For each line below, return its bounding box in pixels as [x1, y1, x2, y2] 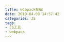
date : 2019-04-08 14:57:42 [5, 12, 60, 16]
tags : [5, 20, 16, 26]
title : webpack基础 [5, 7, 43, 12]
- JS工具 [5, 25, 21, 30]
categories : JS [5, 16, 36, 21]
